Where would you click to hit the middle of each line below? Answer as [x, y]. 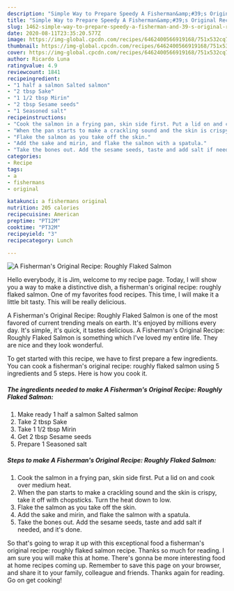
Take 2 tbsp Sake [42, 422]
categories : [24, 157]
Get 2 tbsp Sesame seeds [54, 437]
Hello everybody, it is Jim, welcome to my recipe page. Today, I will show [112, 280]
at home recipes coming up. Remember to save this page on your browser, [114, 565]
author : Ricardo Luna [39, 59]
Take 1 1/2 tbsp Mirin [47, 429]
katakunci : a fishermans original [57, 202]
